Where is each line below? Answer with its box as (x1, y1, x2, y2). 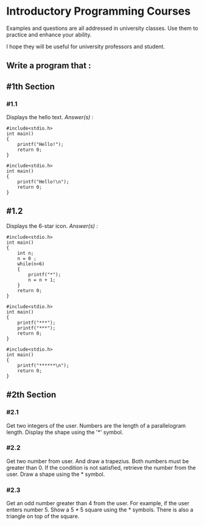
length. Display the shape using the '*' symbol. (6, 428, 124, 436)
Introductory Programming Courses (6, 4, 191, 18)
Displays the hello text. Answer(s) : (6, 114, 94, 121)
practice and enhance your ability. (6, 31, 92, 38)
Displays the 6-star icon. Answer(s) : (6, 222, 99, 230)
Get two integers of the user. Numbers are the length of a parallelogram (6, 422, 186, 429)
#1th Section (6, 81, 55, 92)
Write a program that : (6, 60, 91, 71)
